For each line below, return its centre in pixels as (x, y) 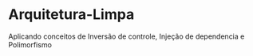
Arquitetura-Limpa (71, 15)
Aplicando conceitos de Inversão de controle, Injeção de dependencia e (126, 36)
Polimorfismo (30, 44)
